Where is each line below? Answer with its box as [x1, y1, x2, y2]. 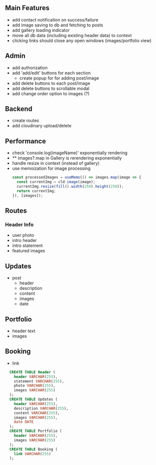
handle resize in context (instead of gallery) [12, 161, 100, 166]
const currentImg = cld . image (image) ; [17, 180, 96, 184]
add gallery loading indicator [12, 27, 70, 33]
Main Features [5, 4, 50, 12]
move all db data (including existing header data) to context [12, 32, 132, 38]
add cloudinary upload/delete [12, 123, 72, 129]
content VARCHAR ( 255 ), [14, 410, 60, 415]
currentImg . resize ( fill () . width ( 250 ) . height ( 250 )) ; [17, 184, 124, 189]
